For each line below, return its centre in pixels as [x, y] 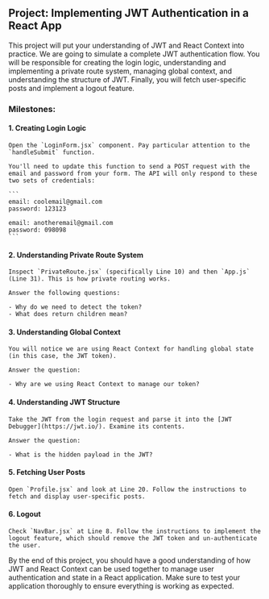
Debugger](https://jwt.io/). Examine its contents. [97, 426]
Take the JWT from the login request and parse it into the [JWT [120, 419]
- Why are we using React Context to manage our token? [104, 385]
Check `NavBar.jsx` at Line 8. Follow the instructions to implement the [135, 531]
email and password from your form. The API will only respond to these [133, 173]
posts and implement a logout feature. [72, 88]
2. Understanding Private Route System [76, 255]
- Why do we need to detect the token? [75, 307]
